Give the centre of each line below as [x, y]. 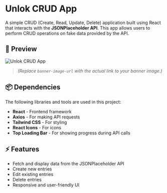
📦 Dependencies [33, 87]
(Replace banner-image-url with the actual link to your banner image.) [90, 71]
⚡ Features [22, 149]
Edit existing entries [33, 174]
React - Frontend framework [42, 111]
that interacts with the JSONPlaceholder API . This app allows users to [78, 28]
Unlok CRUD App [41, 9]
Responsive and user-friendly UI [46, 185]
